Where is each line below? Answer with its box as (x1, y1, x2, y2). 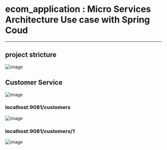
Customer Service (5, 78, 63, 87)
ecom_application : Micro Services (5, 3, 151, 15)
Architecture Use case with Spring (5, 14, 150, 25)
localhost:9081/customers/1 (5, 128, 75, 135)
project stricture (5, 51, 57, 59)
